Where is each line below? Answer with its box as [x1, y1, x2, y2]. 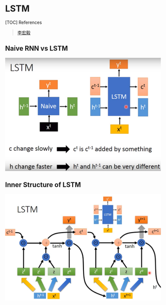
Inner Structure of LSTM [5, 181, 82, 189]
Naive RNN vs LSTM [5, 44, 68, 53]
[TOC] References [5, 19, 42, 25]
